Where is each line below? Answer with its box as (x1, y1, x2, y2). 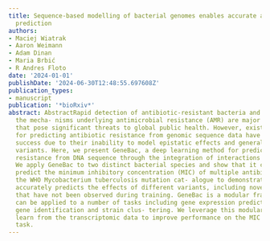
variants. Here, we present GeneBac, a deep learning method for (15, 146, 239, 154)
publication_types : (8, 86, 74, 95)
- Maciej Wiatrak (8, 34, 67, 43)
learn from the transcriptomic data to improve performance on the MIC (15, 214, 261, 222)
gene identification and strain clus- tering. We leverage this (15, 206, 235, 214)
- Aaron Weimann (8, 42, 63, 50)
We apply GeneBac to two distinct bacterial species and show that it (15, 161, 257, 170)
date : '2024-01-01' (8, 71, 74, 80)
